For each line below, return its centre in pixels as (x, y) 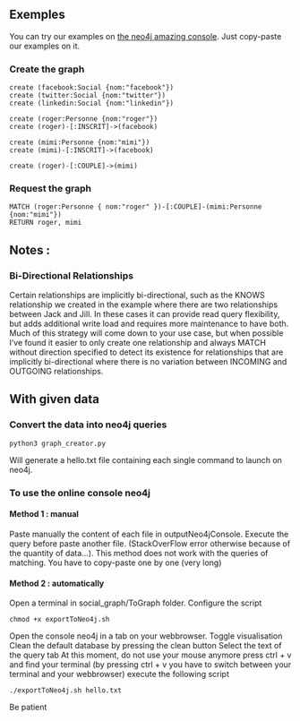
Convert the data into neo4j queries (88, 425)
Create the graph (47, 69)
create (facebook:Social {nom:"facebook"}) (92, 88)
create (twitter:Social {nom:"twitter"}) (88, 96)
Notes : (30, 250)
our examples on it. (45, 46)
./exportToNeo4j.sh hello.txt (66, 691)
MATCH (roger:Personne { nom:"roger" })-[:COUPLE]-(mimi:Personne (136, 207)
